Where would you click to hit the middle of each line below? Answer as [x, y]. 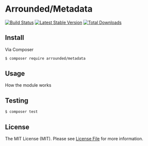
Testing [17, 100]
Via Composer [19, 49]
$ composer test [21, 112]
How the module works [28, 85]
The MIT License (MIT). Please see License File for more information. [74, 138]
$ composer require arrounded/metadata [45, 58]
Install [15, 38]
